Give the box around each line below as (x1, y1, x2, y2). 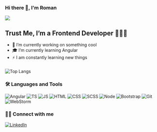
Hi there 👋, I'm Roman (5, 4, 57, 11)
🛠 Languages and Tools (5, 81, 63, 88)
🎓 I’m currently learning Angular (12, 47, 78, 53)
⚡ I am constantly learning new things (12, 55, 87, 60)
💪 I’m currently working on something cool (12, 42, 97, 48)
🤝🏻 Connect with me (5, 111, 54, 117)
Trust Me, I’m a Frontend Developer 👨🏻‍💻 (5, 29, 127, 37)
